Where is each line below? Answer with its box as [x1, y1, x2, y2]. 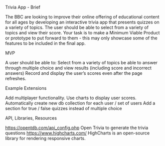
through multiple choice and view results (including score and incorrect [5, 65, 152, 71]
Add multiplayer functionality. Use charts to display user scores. [5, 95, 137, 101]
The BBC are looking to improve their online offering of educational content [5, 14, 160, 19]
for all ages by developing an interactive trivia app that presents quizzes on [5, 19, 160, 25]
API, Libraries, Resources [5, 115, 57, 121]
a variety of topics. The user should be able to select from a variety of [5, 24, 149, 30]
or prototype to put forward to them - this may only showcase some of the [5, 35, 158, 41]
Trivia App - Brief [5, 4, 41, 10]
